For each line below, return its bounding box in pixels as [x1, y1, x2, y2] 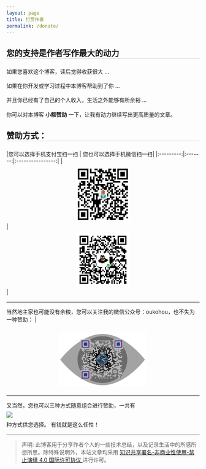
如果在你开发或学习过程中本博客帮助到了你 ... [6, 82, 121, 90]
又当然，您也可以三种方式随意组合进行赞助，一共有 [6, 401, 135, 409]
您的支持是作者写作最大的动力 [6, 48, 120, 58]
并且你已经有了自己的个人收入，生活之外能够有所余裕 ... [6, 96, 147, 104]
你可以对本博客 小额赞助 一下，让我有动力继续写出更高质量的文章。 [6, 110, 176, 118]
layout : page [6, 10, 40, 16]
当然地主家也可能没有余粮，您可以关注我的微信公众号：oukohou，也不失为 [6, 308, 195, 316]
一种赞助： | [6, 316, 37, 324]
